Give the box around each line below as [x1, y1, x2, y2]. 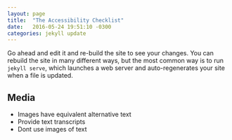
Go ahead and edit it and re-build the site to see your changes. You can [7, 49, 214, 57]
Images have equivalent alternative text [17, 110, 131, 119]
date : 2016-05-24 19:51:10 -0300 [7, 23, 112, 30]
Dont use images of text [17, 125, 87, 134]
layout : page [7, 10, 46, 17]
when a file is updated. [7, 71, 74, 80]
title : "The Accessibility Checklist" [7, 17, 124, 24]
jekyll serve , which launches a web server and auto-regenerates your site [7, 64, 225, 72]
